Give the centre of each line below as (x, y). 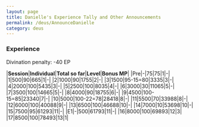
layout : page (22, 12)
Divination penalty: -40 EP (38, 62)
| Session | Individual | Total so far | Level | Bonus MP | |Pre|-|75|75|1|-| (88, 73)
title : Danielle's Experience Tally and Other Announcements (84, 17)
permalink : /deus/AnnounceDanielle (50, 23)
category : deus (25, 28)
